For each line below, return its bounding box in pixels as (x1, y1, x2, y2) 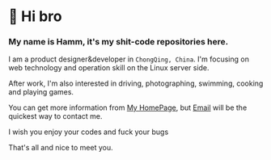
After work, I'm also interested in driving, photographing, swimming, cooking (8, 78, 264, 88)
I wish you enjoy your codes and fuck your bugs (8, 127, 169, 137)
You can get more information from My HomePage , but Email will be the (8, 103, 248, 112)
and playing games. (8, 87, 74, 97)
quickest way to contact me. (8, 112, 103, 121)
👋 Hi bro (8, 7, 62, 26)
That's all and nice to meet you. (8, 143, 113, 153)
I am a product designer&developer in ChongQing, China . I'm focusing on (8, 54, 249, 64)
